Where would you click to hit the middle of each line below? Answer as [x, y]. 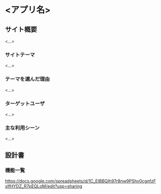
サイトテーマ [20, 55]
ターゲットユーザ [25, 103]
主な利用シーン [22, 128]
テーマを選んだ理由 [27, 79]
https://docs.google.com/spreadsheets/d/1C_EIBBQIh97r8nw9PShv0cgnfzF [80, 181]
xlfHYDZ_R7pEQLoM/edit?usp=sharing [44, 186]
